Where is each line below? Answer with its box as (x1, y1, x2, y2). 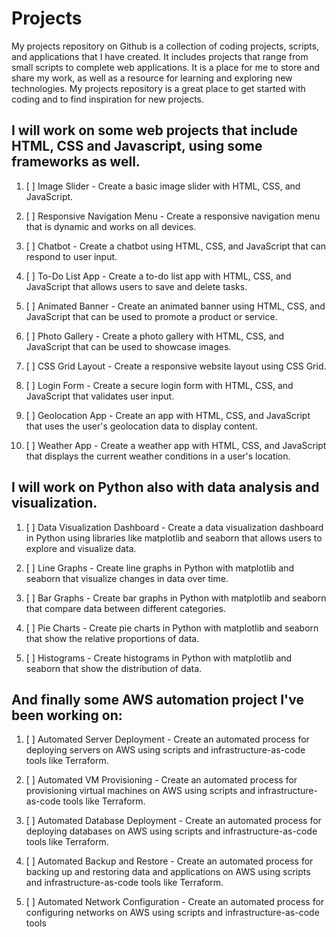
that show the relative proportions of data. (25, 632, 200, 644)
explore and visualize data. (25, 542, 137, 554)
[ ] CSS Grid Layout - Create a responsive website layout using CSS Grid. (25, 360, 327, 372)
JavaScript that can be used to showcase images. (25, 340, 232, 352)
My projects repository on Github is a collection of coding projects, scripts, (11, 40, 320, 52)
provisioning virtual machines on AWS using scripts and (25, 785, 256, 797)
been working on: (11, 707, 123, 724)
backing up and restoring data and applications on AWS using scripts (25, 866, 311, 878)
